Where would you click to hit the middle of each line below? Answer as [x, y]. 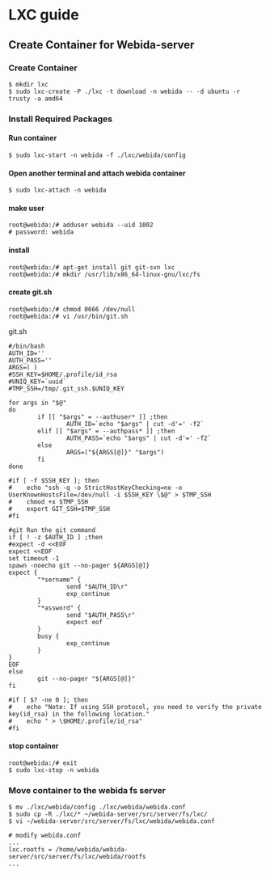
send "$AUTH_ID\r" [97, 587]
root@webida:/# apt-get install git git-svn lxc [92, 267]
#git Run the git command [52, 530]
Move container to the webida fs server [87, 790]
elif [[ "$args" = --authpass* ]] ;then [106, 431]
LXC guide [44, 15]
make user [26, 208]
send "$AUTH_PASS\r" [101, 615]
